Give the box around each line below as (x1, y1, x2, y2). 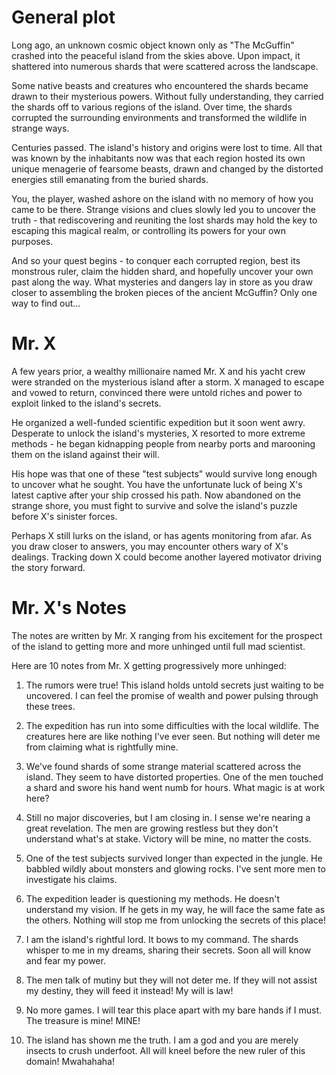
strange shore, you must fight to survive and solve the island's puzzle (11, 499, 298, 511)
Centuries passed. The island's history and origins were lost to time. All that (11, 141, 323, 153)
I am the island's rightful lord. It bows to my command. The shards (25, 933, 299, 945)
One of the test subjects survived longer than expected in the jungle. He (25, 852, 323, 864)
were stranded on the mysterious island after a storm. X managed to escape (11, 376, 325, 388)
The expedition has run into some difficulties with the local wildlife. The (25, 719, 319, 731)
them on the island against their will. (11, 448, 160, 460)
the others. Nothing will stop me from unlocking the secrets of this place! (25, 914, 327, 926)
